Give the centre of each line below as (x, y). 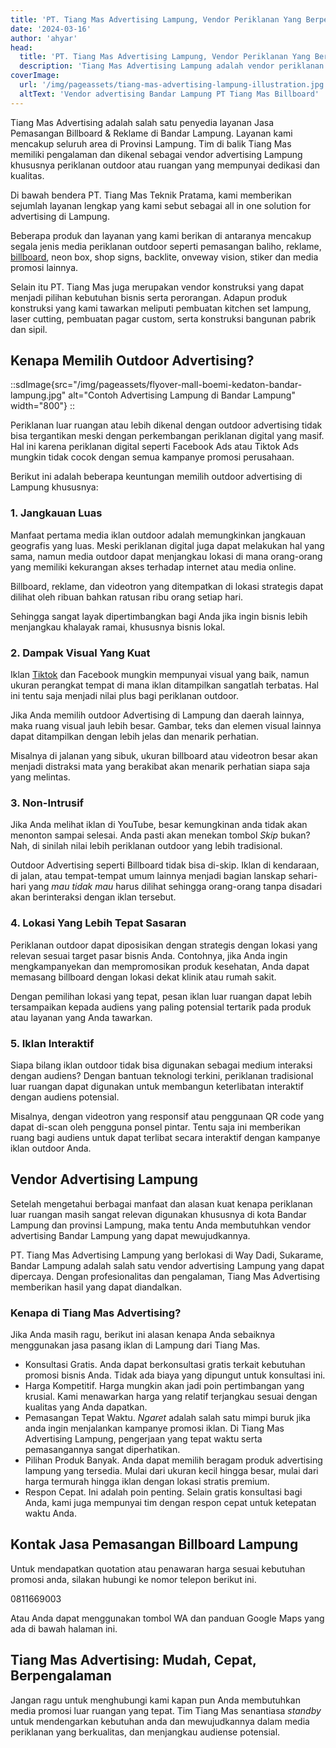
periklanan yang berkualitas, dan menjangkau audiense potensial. (145, 1732)
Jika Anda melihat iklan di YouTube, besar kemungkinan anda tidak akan (159, 825)
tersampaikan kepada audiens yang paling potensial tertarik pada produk (161, 1007)
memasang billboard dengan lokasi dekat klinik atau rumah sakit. (143, 977)
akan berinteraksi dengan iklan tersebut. (93, 897)
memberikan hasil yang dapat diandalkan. (96, 1287)
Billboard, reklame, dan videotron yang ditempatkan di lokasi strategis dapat (167, 586)
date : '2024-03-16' (51, 29)
